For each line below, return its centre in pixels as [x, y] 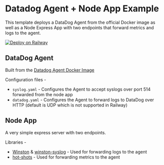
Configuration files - [26, 79]
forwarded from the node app [43, 94]
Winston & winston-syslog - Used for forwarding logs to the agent [80, 152]
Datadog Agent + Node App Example [82, 9]
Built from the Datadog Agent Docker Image [50, 70]
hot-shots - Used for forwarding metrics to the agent [66, 157]
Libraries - [16, 142]
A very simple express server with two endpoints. [56, 132]
